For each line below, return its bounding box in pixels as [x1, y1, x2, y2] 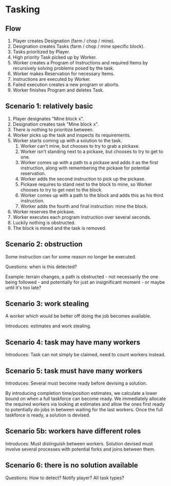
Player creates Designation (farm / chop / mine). [12, 38, 115, 44]
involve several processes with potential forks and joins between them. [5, 446, 156, 452]
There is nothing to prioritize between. [12, 126, 94, 132]
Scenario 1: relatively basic [5, 102, 93, 111]
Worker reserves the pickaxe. [12, 209, 75, 215]
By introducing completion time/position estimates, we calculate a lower [5, 390, 158, 396]
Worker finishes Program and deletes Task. [12, 87, 104, 93]
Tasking [5, 4, 40, 15]
